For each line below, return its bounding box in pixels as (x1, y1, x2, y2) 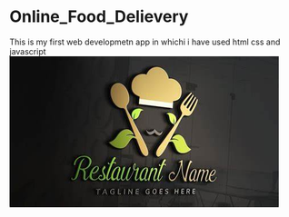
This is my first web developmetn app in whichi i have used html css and (9, 36, 281, 47)
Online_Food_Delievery (9, 6, 189, 27)
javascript (9, 45, 47, 56)
